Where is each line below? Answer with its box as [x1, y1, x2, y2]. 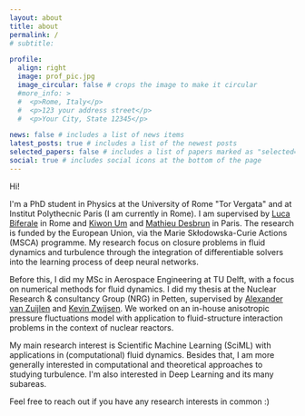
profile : [9, 55, 43, 64]
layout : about [9, 13, 64, 23]
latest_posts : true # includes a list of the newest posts [9, 139, 238, 148]
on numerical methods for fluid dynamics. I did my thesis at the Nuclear [9, 283, 277, 294]
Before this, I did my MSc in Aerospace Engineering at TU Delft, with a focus [9, 273, 295, 284]
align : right [17, 64, 67, 73]
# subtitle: [9, 38, 54, 48]
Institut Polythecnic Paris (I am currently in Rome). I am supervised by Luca [9, 208, 290, 219]
